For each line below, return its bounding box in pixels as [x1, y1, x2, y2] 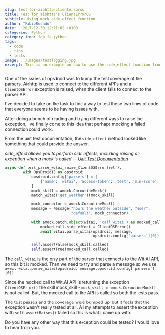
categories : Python [5, 30, 45, 35]
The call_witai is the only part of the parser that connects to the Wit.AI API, [5, 256, 160, 262]
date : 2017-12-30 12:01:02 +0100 [5, 26, 78, 31]
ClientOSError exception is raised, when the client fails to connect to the [5, 86, 152, 92]
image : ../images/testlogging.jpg [5, 58, 76, 63]
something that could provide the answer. [5, 141, 89, 147]
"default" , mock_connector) [71, 211, 129, 216]
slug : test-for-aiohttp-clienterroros [5, 7, 84, 12]
